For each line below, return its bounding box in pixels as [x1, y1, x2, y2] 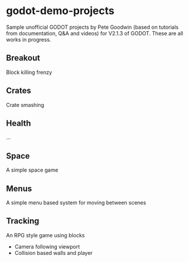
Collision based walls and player [14, 249, 93, 256]
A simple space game [6, 166, 59, 174]
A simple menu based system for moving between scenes [6, 199, 147, 206]
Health [6, 118, 31, 128]
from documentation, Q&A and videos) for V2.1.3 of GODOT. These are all [6, 29, 184, 36]
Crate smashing [6, 101, 45, 108]
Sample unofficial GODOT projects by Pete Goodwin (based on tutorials [6, 23, 179, 31]
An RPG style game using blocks [6, 231, 85, 239]
